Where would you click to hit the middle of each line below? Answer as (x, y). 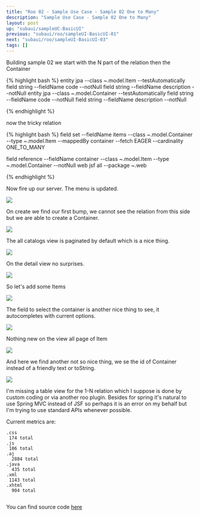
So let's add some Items (36, 287)
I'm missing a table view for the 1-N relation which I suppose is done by (94, 390)
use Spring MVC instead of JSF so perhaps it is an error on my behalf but (97, 404)
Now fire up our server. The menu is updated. (62, 188)
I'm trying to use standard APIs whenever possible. (69, 410)
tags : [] (17, 46)
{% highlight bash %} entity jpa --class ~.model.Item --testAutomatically (96, 80)
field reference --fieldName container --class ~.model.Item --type (88, 159)
